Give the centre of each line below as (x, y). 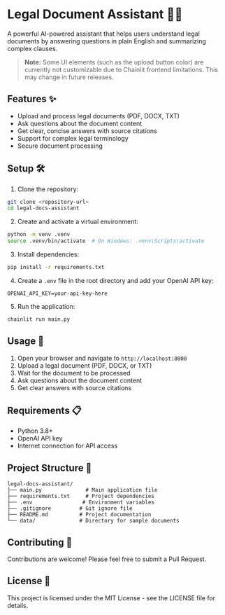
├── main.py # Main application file (82, 490)
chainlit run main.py (39, 319)
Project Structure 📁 (50, 468)
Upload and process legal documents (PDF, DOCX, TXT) (99, 116)
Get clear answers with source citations (74, 387)
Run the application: (46, 306)
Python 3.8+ (35, 431)
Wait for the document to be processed (74, 373)
